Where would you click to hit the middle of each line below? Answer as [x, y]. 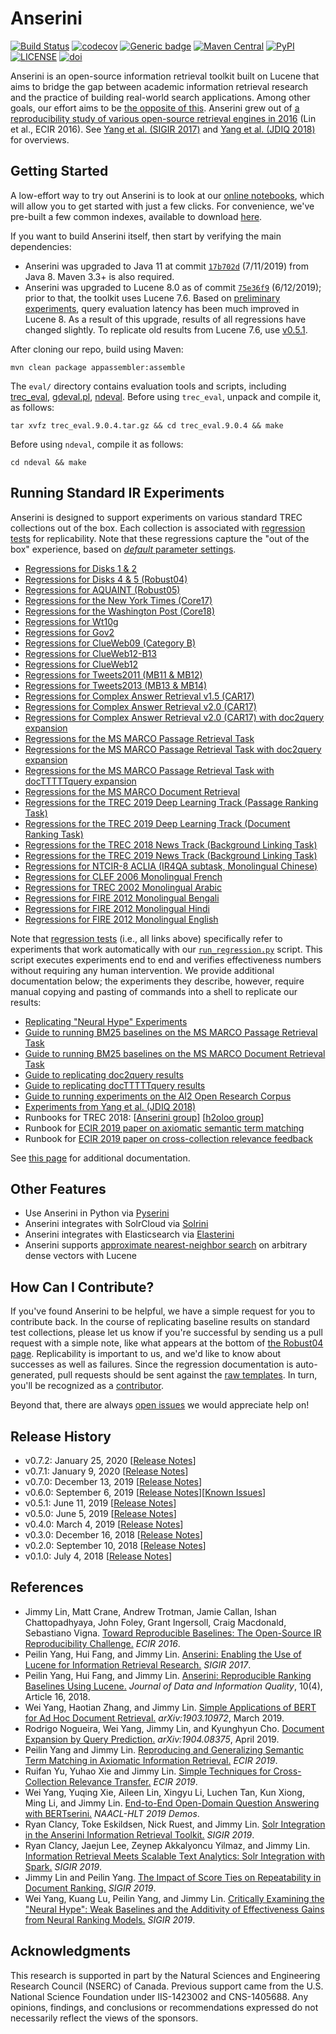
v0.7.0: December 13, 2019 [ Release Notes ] [113, 1481]
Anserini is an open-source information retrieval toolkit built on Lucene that [165, 76]
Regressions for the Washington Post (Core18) [120, 611]
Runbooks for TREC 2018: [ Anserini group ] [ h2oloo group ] [144, 1117]
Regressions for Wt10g [71, 621]
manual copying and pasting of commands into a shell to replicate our [154, 991]
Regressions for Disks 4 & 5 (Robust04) [106, 579]
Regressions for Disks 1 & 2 [81, 568]
